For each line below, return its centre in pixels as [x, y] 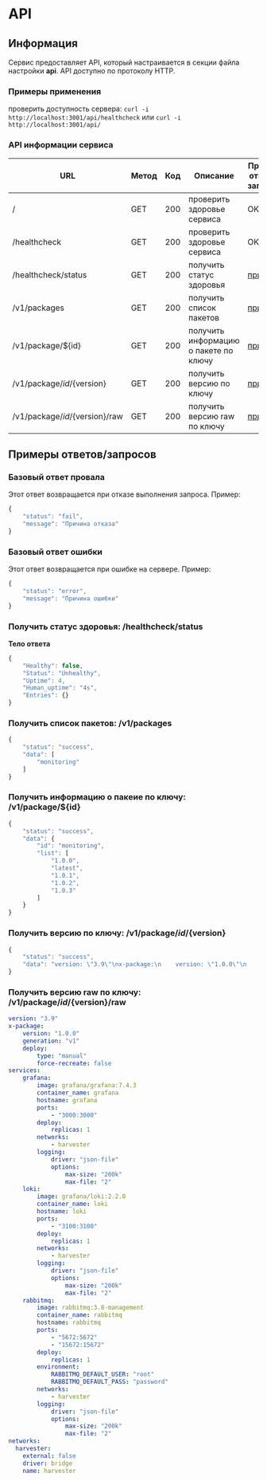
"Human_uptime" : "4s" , [60, 688]
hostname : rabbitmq [69, 1323]
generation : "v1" [51, 1041]
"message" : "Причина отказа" [71, 524]
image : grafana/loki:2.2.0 [81, 1196]
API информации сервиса [61, 145]
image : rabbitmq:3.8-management [91, 1308]
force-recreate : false [74, 1063]
